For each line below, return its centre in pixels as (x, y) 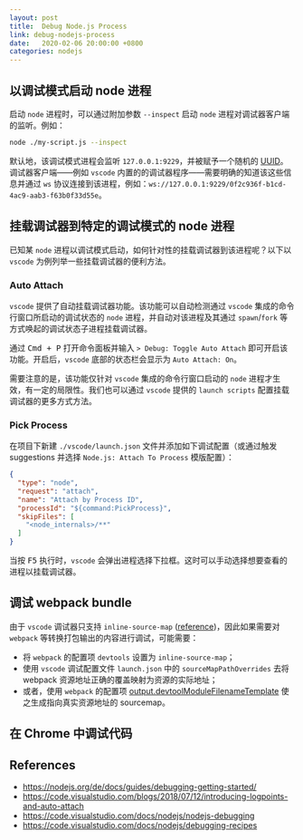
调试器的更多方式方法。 (53, 401)
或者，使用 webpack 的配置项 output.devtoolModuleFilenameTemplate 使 (156, 690)
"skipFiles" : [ (46, 517)
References (43, 765)
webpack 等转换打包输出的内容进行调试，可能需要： (104, 637)
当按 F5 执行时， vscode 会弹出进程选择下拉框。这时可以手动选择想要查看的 (148, 560)
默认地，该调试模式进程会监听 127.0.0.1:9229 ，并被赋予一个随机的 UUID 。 (149, 160)
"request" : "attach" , (58, 491)
